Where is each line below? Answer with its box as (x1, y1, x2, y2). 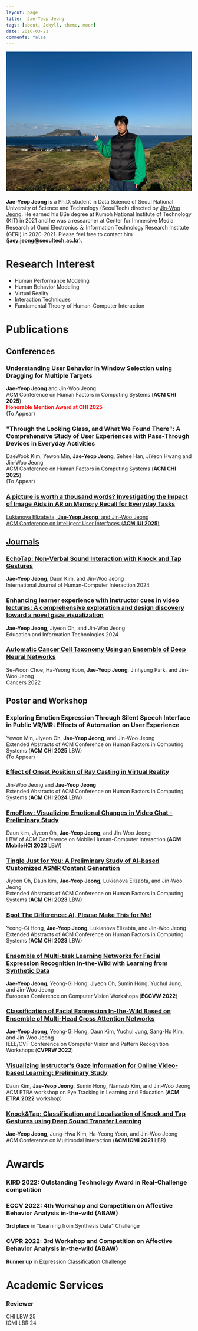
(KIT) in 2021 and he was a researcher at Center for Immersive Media (6, 217, 174, 224)
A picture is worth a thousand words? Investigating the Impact (6, 493, 189, 501)
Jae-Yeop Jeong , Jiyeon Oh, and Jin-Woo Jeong (6, 624, 126, 632)
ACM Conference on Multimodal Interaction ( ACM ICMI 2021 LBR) (6, 1136, 166, 1143)
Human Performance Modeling (14, 277, 90, 284)
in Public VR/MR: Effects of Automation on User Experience (6, 721, 180, 729)
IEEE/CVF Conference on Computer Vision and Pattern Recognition (6, 1041, 169, 1048)
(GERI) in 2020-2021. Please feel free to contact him (6, 231, 133, 238)
